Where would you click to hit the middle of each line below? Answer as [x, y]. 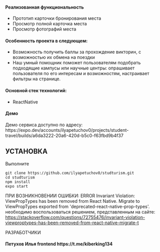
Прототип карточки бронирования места [57, 18]
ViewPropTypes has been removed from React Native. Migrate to [73, 201]
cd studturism [20, 177]
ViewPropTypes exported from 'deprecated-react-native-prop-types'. [77, 206]
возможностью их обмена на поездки [54, 57]
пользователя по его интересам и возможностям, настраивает [81, 74]
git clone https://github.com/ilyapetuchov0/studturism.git [70, 173]
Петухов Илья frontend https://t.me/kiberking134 [59, 244]
